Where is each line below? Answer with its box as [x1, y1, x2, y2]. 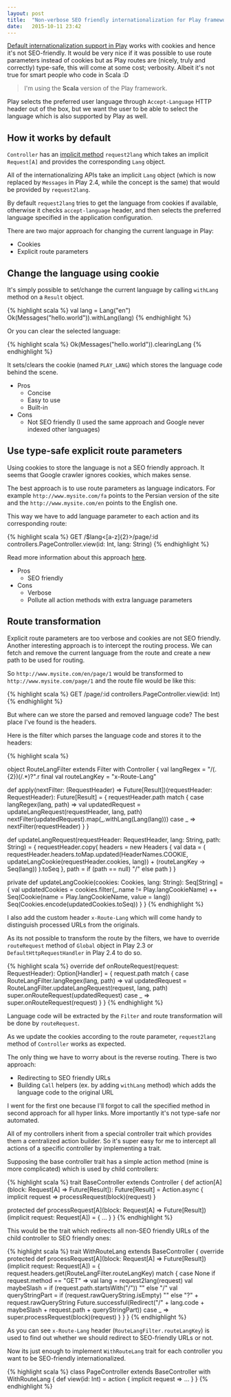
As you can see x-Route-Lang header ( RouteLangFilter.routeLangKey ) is [7, 1326, 210, 1334]
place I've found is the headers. [7, 718, 97, 726]
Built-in [27, 404, 48, 411]
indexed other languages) [27, 426, 100, 433]
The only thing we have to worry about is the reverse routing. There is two [7, 1053, 217, 1061]
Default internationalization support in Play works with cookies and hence [7, 42, 216, 50]
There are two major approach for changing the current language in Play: [7, 227, 214, 235]
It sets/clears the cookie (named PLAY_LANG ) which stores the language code [7, 361, 223, 368]
